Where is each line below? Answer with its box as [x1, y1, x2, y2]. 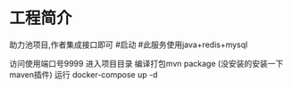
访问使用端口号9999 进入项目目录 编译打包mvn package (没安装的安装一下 [9, 58, 284, 69]
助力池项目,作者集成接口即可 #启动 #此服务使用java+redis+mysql [9, 39, 248, 50]
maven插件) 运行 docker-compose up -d [9, 69, 158, 80]
